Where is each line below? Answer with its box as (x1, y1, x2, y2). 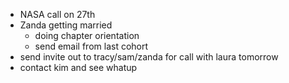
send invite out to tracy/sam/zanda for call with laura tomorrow (19, 51, 279, 63)
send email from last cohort (34, 40, 149, 52)
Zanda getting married (19, 19, 113, 31)
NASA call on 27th (19, 9, 96, 20)
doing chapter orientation (34, 30, 140, 41)
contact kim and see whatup (19, 62, 138, 73)
